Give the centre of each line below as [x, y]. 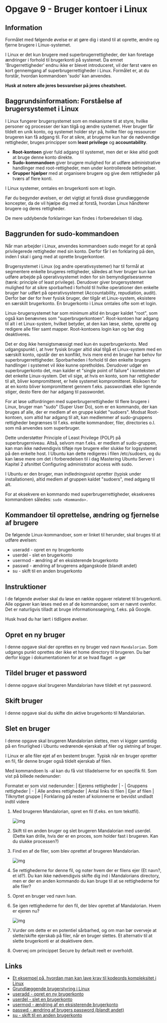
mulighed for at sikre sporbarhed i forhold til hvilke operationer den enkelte [82, 287]
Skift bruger [24, 701]
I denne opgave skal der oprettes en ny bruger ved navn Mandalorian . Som [81, 647]
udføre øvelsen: [21, 540]
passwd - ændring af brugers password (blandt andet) [68, 1010]
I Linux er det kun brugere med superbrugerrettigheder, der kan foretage [80, 54]
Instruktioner [26, 587]
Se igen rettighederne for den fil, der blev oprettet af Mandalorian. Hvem [86, 906]
